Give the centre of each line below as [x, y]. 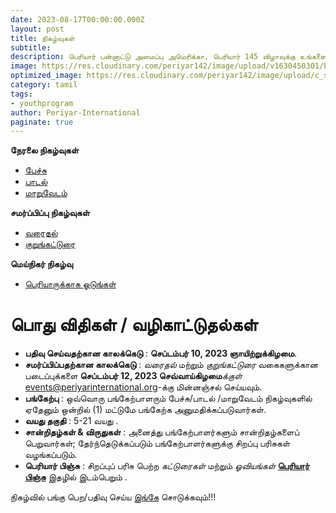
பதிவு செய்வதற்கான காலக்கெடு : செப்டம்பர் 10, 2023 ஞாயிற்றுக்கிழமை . [161, 353]
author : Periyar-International [75, 112]
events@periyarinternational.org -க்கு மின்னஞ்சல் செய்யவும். [143, 387]
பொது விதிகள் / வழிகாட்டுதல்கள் [134, 325]
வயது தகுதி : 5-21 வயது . [71, 421]
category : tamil [44, 85]
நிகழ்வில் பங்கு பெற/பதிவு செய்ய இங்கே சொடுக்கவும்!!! [113, 497]
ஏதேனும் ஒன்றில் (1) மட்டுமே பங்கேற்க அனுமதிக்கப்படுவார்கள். [145, 410]
